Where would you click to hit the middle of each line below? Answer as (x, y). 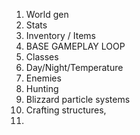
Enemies (43, 78)
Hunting (42, 88)
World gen (47, 14)
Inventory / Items (60, 35)
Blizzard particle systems (78, 99)
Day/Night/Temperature (74, 67)
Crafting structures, (66, 110)
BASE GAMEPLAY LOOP (75, 46)
